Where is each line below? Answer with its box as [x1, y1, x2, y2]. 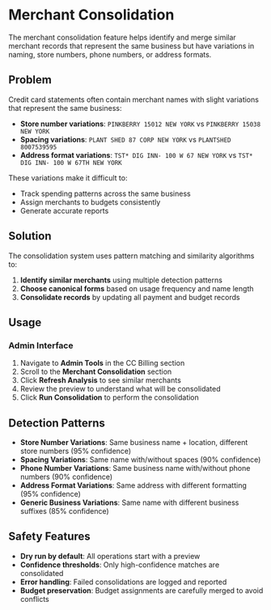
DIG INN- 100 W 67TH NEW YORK [19, 159, 123, 167]
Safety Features [8, 530, 91, 544]
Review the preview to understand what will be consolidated [19, 384, 221, 394]
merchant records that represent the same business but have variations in [8, 40, 255, 50]
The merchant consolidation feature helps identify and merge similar [8, 32, 236, 42]
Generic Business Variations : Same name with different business [19, 498, 239, 507]
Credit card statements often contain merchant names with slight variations [8, 95, 259, 104]
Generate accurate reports [19, 205, 109, 215]
